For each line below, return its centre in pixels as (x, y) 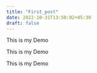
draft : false (23, 23)
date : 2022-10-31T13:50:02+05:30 (49, 17)
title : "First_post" (33, 12)
